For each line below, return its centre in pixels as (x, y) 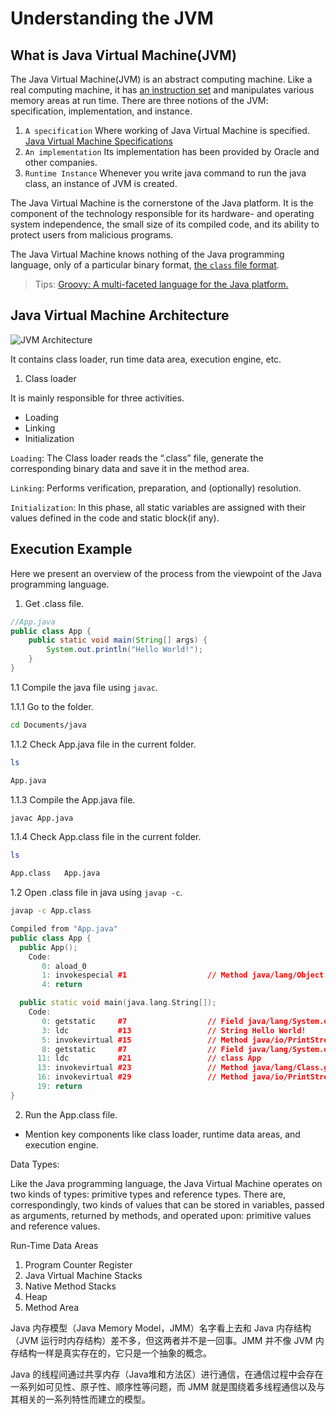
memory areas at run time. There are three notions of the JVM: (139, 100)
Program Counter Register (78, 1264)
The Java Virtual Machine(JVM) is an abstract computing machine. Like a (161, 79)
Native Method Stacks (70, 1286)
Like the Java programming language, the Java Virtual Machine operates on (166, 1183)
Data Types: (35, 1164)
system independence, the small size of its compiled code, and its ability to (165, 224)
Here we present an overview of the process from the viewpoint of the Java (166, 573)
